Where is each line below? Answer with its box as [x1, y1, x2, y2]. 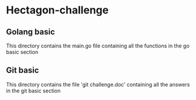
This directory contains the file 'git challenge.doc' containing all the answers [6, 81, 190, 88]
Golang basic [6, 27, 56, 37]
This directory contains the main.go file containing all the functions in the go [6, 42, 190, 49]
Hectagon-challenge [6, 4, 109, 17]
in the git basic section [6, 87, 61, 94]
